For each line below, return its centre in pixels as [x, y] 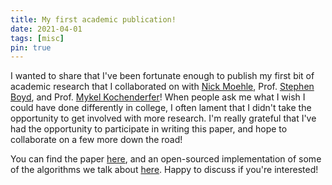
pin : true [31, 47]
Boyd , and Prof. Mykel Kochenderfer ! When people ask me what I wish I [158, 97]
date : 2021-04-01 [46, 29]
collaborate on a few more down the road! [96, 140]
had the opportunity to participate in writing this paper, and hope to [149, 129]
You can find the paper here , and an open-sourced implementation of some [166, 159]
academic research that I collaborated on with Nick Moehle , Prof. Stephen [162, 87]
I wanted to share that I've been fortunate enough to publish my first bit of [162, 76]
